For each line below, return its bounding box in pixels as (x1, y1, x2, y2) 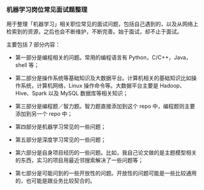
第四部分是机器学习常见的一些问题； (15, 123, 107, 130)
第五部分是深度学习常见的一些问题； (15, 136, 107, 144)
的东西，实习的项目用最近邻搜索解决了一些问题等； (15, 157, 144, 164)
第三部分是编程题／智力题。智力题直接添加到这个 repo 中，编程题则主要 (15, 102, 195, 110)
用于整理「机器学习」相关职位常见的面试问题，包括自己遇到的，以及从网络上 (6, 20, 199, 28)
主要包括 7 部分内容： (6, 41, 61, 48)
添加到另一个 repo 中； (15, 110, 73, 118)
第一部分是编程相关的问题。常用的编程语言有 (15, 54, 128, 62)
